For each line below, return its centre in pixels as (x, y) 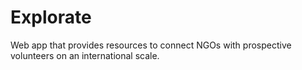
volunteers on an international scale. (85, 55)
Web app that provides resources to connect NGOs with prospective (151, 45)
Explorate (51, 17)
